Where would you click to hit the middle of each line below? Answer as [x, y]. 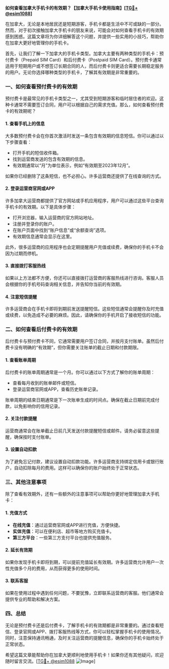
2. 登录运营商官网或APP [30, 189]
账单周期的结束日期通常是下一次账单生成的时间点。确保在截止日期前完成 [80, 400]
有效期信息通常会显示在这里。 [43, 236]
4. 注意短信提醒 [21, 297]
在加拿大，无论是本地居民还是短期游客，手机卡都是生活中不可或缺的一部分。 [84, 24]
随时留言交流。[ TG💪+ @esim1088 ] [50, 661]
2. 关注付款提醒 [21, 419]
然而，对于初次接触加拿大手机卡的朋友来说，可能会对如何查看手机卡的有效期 [84, 30]
